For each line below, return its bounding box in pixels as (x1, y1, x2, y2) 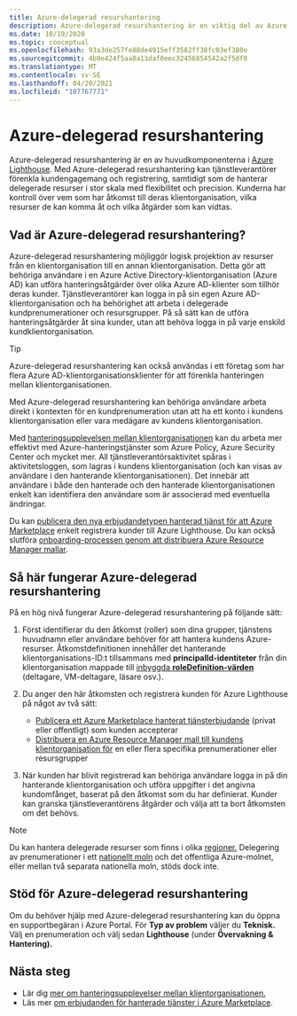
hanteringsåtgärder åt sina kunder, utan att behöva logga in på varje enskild (9, 317, 285, 328)
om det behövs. (21, 808, 80, 818)
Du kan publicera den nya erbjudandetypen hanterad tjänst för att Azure (9, 516, 273, 527)
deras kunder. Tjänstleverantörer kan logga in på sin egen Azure (9, 289, 244, 300)
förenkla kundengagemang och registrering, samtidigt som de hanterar (9, 174, 269, 184)
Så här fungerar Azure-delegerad (9, 569, 198, 585)
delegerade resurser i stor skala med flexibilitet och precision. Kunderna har (9, 183, 286, 193)
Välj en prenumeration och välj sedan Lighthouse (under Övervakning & (9, 928, 274, 940)
